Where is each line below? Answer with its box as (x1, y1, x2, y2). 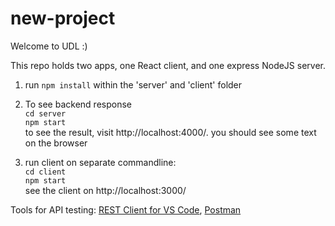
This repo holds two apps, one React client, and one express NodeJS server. (10, 59, 326, 71)
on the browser (24, 137, 88, 149)
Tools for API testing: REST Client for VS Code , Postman (10, 203, 242, 216)
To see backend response (24, 98, 132, 110)
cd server (24, 108, 67, 119)
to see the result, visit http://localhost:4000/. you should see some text (24, 126, 317, 138)
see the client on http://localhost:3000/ (24, 184, 187, 196)
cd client (24, 167, 67, 177)
